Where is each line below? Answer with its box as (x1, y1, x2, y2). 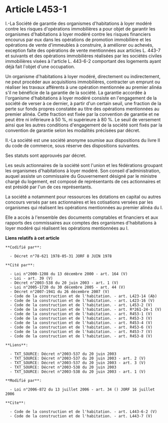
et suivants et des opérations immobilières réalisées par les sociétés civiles (5, 52, 162, 59)
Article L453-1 (5, 4, 67, 15)
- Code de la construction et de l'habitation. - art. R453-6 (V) (10, 324, 153, 330)
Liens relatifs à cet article (5, 235, 60, 241)
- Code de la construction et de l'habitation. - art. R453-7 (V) (10, 329, 153, 334)
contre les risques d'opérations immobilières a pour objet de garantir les (5, 25, 156, 31)
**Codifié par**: (5, 245, 42, 250)
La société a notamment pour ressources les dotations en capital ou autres (5, 193, 161, 200)
